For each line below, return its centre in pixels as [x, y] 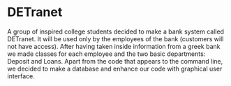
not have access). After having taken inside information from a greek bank [114, 46]
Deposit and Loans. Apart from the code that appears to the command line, [115, 61]
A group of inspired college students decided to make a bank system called [116, 31]
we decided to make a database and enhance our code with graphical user [115, 69]
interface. [21, 76]
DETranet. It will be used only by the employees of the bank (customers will [115, 38]
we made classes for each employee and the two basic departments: [106, 54]
